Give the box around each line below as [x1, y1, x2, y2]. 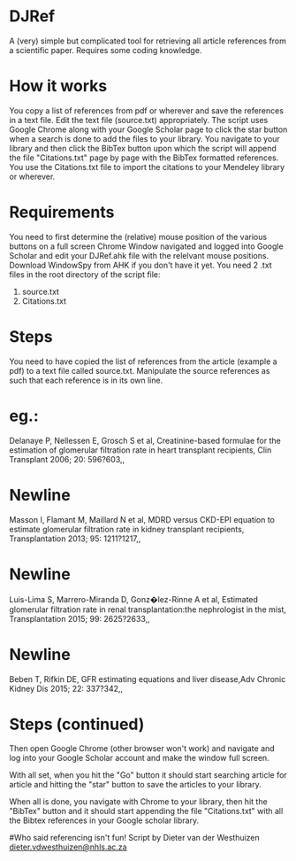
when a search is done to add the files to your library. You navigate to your [9, 133, 280, 143]
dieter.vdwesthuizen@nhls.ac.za [9, 842, 127, 852]
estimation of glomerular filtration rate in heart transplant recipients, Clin [9, 445, 272, 455]
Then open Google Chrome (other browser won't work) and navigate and [9, 743, 276, 754]
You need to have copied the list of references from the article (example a [9, 356, 277, 367]
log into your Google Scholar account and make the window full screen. [9, 753, 269, 764]
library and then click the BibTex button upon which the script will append [9, 143, 277, 153]
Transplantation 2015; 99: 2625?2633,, [9, 613, 150, 624]
